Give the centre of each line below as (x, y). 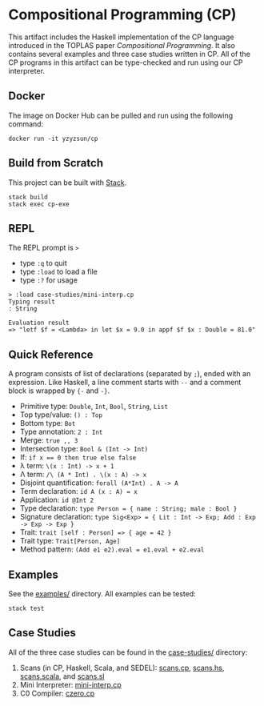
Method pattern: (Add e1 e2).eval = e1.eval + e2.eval (112, 549)
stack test (26, 608)
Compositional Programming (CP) (122, 15)
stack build (28, 197)
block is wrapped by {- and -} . (59, 391)
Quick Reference (51, 354)
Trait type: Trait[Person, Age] (70, 541)
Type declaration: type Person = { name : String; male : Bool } (128, 508)
